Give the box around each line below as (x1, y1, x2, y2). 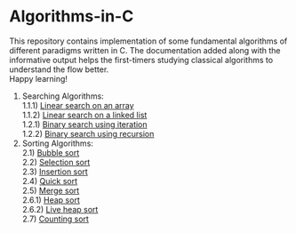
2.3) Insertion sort (21, 166, 89, 177)
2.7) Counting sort (21, 213, 89, 224)
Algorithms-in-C (9, 6, 134, 27)
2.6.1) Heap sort (21, 194, 80, 205)
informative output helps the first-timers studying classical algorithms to (9, 54, 274, 65)
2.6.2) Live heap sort (21, 204, 99, 214)
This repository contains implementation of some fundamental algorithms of (9, 36, 288, 46)
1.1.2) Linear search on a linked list (21, 109, 148, 120)
